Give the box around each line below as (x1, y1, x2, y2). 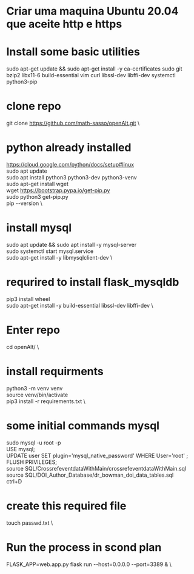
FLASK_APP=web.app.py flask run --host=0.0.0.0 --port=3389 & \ (6, 561, 172, 568)
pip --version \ (6, 199, 42, 207)
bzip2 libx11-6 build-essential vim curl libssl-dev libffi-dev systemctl (6, 72, 176, 79)
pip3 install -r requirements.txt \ (6, 397, 86, 405)
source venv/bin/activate (6, 391, 69, 398)
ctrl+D (6, 477, 22, 485)
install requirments (6, 365, 104, 378)
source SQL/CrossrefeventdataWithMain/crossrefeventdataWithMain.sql (6, 465, 187, 472)
